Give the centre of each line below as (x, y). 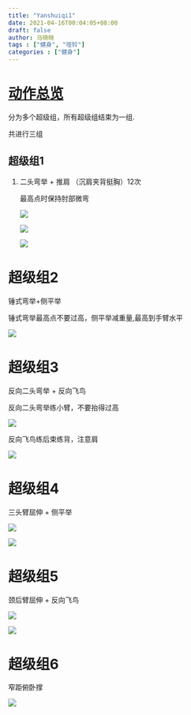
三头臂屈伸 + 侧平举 (40, 512)
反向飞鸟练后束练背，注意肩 (53, 439)
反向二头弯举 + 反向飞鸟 (47, 391)
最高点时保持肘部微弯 (54, 198)
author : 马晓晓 (31, 37)
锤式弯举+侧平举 (35, 301)
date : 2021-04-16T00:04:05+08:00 (63, 23)
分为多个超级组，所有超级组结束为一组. (72, 117)
